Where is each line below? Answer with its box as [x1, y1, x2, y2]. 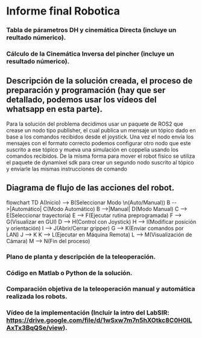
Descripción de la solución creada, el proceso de [6, 76, 193, 86]
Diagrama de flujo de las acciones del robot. [6, 183, 175, 193]
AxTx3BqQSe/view [6, 323, 63, 332]
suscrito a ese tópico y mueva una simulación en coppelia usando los [6, 146, 179, 153]
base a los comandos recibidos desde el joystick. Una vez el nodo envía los [6, 133, 194, 140]
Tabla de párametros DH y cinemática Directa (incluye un [6, 26, 177, 34]
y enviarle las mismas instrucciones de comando [6, 165, 128, 172]
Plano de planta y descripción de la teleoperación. [6, 252, 156, 261]
